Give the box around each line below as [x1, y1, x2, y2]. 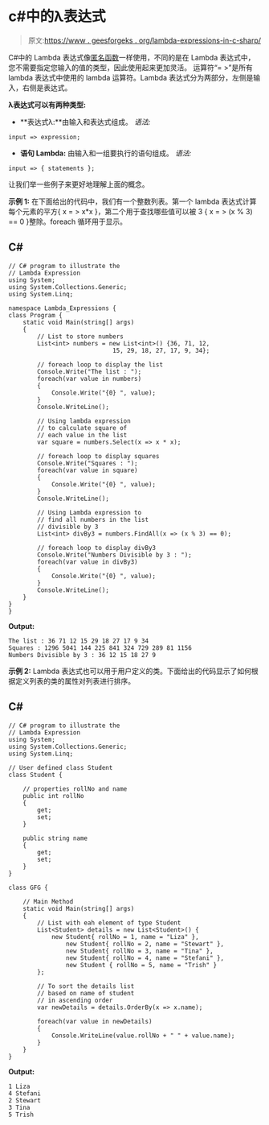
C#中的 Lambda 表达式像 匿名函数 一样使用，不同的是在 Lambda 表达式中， [8, 52, 255, 62]
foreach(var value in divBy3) [37, 557, 138, 566]
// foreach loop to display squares [37, 452, 160, 460]
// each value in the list [37, 431, 128, 439]
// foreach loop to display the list [37, 360, 163, 369]
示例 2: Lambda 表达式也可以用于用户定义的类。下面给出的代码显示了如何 [8, 666, 251, 676]
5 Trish [8, 1111, 35, 1119]
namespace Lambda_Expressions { [8, 304, 116, 312]
